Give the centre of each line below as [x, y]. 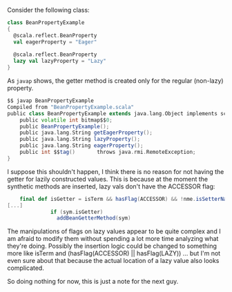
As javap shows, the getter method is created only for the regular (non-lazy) [115, 81]
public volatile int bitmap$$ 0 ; [66, 120]
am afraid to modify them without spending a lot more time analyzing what [113, 239]
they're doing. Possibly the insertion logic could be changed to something [112, 246]
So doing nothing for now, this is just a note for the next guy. [93, 282]
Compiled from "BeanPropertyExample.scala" [71, 107]
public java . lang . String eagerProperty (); [81, 146]
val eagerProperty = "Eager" [55, 42]
